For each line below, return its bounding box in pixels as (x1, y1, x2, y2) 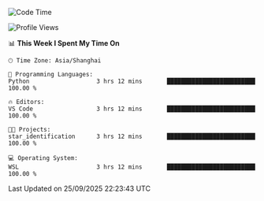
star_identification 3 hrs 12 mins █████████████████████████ (8, 132, 256, 140)
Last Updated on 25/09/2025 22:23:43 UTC (8, 184, 151, 193)
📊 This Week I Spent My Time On (8, 39, 120, 47)
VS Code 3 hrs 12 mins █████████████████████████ (8, 105, 256, 113)
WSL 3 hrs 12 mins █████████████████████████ (8, 163, 256, 171)
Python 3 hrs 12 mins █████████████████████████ (8, 77, 256, 85)
